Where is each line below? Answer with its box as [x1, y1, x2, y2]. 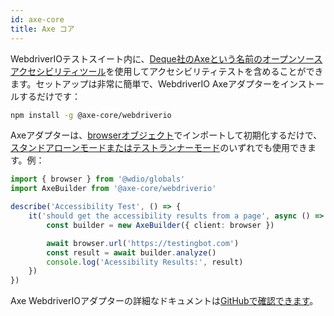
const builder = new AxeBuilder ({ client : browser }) [46, 220, 275, 230]
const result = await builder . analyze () [46, 247, 217, 258]
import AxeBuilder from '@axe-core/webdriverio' [10, 184, 217, 194]
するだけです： [18, 90, 81, 102]
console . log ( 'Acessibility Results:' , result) [46, 257, 244, 267]
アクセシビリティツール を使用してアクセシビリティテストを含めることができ [10, 65, 324, 77]
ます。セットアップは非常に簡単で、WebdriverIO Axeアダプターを [10, 77, 282, 90]
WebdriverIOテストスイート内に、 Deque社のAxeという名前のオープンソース [10, 52, 323, 65]
